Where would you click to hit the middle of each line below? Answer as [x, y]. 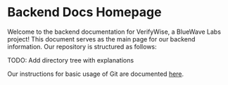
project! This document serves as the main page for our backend [101, 39]
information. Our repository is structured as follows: [82, 46]
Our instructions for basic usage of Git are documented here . [96, 74]
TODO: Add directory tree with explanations [71, 60]
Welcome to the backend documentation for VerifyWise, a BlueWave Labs [114, 32]
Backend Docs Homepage [84, 12]
